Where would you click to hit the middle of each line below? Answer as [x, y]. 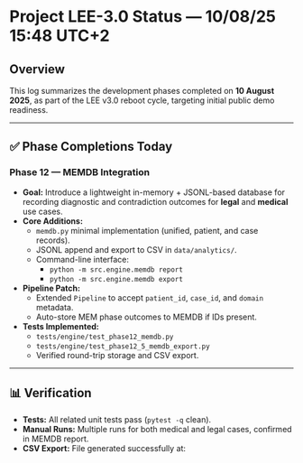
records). [53, 240]
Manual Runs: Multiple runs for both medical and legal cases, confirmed [157, 429]
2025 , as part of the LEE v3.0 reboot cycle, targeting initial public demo [142, 100]
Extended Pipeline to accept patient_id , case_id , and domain [150, 297]
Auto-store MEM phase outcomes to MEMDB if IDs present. [146, 317]
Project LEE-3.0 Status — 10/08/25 [143, 17]
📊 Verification [50, 393]
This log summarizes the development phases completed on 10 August [142, 91]
